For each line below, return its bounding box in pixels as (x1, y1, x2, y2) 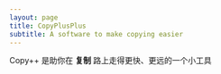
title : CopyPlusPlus (9, 21, 87, 30)
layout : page (9, 12, 59, 22)
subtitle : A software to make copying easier (9, 29, 183, 38)
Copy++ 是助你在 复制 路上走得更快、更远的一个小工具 (9, 55, 212, 66)
